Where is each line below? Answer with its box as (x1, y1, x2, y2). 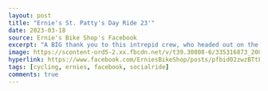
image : (8, 48, 30, 56)
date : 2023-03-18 (8, 26, 66, 34)
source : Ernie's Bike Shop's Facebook (8, 33, 137, 42)
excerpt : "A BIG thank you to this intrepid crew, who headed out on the (8, 41, 259, 49)
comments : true (8, 70, 59, 78)
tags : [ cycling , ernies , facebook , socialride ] (8, 63, 170, 71)
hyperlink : (8, 56, 45, 64)
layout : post (8, 11, 52, 20)
